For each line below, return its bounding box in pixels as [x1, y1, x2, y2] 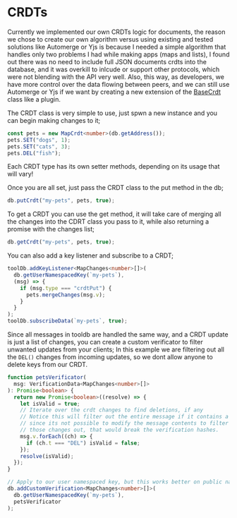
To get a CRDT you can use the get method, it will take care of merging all [7, 210, 221, 219]
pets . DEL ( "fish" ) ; [7, 150, 61, 157]
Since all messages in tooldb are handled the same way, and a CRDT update [7, 330, 229, 339]
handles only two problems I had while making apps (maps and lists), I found [7, 50, 230, 59]
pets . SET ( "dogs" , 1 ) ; [7, 136, 71, 143]
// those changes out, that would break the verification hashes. [20, 426, 219, 434]
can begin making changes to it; [7, 116, 101, 124]
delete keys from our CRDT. [7, 361, 88, 369]
